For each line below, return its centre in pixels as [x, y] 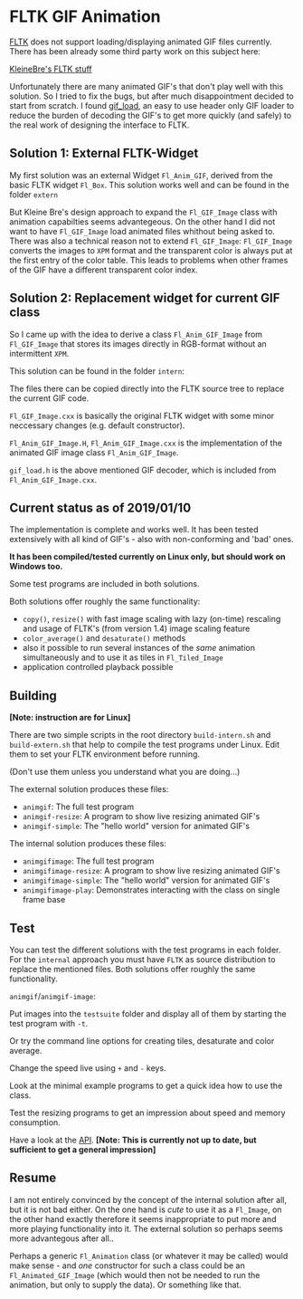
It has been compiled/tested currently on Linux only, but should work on [147, 557]
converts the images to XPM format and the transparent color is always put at [151, 250]
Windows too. [36, 567]
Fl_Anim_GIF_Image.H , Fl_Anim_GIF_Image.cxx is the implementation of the [146, 443]
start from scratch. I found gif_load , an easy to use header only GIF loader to [152, 105]
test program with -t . [49, 1023]
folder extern [34, 194]
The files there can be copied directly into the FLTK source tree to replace [147, 388]
